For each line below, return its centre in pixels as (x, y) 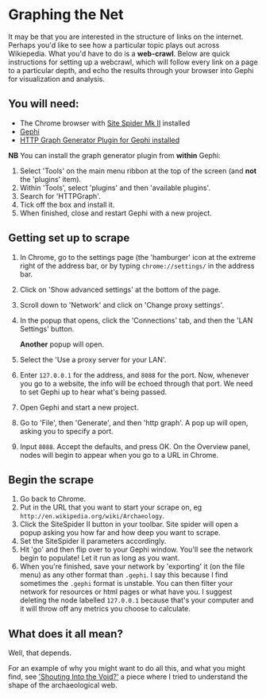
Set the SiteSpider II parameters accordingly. (93, 541)
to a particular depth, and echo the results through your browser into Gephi (131, 70)
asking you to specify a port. (66, 431)
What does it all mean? (66, 634)
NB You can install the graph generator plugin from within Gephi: (114, 155)
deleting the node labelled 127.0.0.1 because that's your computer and (137, 600)
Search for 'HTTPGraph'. (60, 196)
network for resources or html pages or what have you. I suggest (126, 592)
